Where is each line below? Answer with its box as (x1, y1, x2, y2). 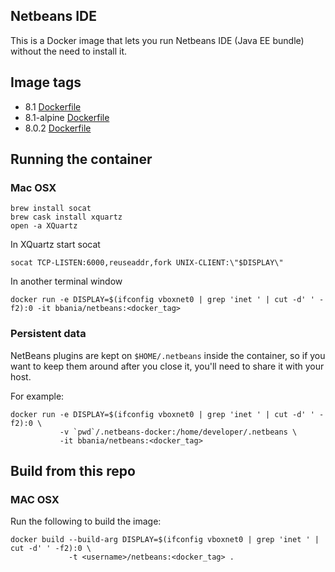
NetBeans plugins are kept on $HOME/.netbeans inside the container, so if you (10, 349, 326, 361)
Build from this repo (10, 463, 136, 479)
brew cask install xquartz (10, 212, 123, 223)
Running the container (10, 151, 153, 168)
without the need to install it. (10, 45, 128, 57)
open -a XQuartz (10, 221, 78, 231)
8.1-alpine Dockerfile (24, 111, 110, 123)
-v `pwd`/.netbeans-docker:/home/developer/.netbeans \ (59, 427, 298, 437)
